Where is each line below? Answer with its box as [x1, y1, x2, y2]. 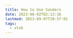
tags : [5, 21, 16, 26]
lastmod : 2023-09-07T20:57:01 [5, 16, 68, 21]
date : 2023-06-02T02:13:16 [5, 12, 61, 17]
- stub [9, 26, 23, 31]
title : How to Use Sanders [5, 7, 61, 12]
